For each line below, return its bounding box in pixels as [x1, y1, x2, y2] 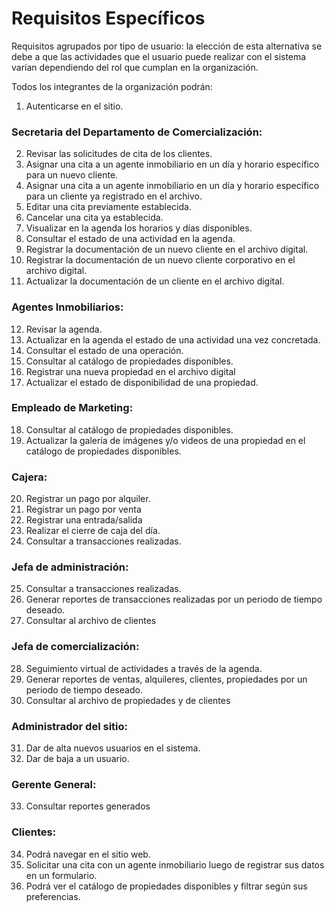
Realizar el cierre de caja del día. [25, 525, 161, 537]
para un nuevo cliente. [25, 169, 119, 181]
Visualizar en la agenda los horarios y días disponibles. [25, 222, 253, 234]
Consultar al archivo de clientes [25, 615, 157, 627]
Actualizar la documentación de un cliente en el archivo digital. [25, 275, 285, 287]
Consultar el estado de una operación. [25, 344, 184, 356]
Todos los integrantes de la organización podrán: [11, 80, 213, 92]
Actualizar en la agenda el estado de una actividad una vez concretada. [25, 333, 321, 346]
